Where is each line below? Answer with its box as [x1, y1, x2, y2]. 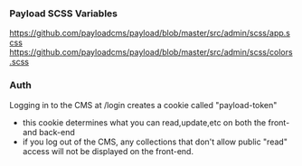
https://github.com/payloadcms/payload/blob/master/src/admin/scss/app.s [9, 28, 291, 39]
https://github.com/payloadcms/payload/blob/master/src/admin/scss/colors [9, 47, 293, 58]
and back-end [22, 126, 75, 137]
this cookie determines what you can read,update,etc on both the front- [22, 116, 290, 128]
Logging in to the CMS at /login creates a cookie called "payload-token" [9, 99, 278, 110]
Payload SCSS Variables [9, 7, 118, 20]
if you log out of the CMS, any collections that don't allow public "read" [22, 136, 288, 147]
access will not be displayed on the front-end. [22, 145, 194, 156]
